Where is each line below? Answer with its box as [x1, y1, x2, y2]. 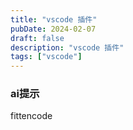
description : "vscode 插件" [10, 42, 125, 53]
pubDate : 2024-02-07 [10, 24, 97, 34]
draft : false [10, 33, 65, 43]
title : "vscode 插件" [10, 14, 98, 25]
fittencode [10, 110, 53, 122]
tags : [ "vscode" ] [10, 52, 83, 62]
